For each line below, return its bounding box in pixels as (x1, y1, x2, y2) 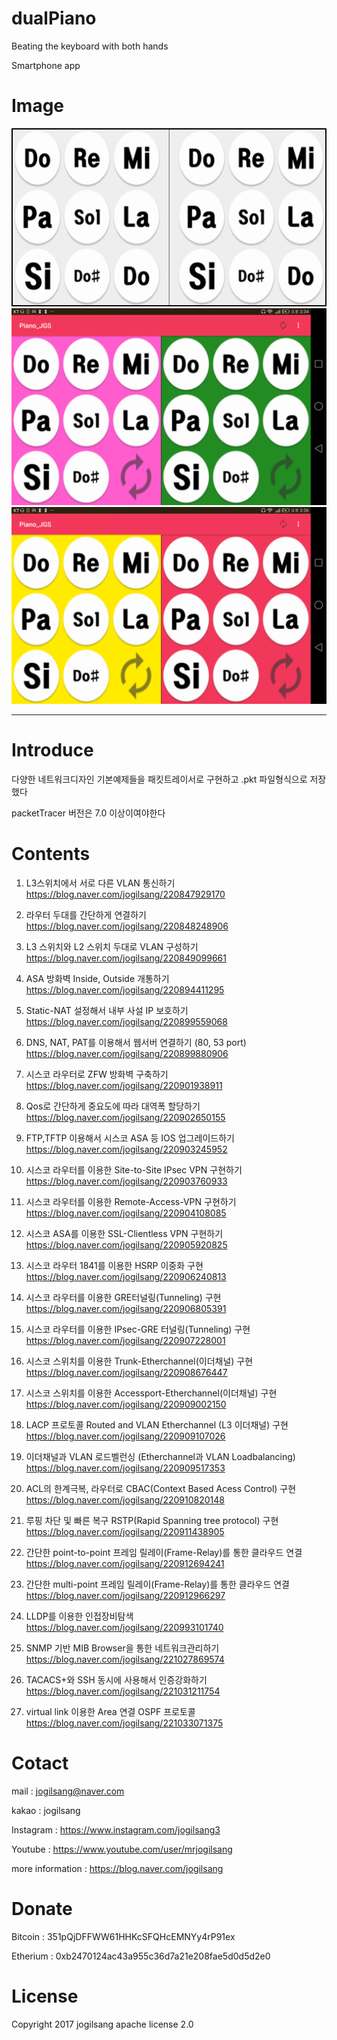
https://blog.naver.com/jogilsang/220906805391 (25, 1302, 227, 1314)
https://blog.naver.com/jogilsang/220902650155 (25, 1111, 226, 1123)
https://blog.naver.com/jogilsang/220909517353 (25, 1462, 226, 1474)
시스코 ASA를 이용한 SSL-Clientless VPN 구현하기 (25, 1227, 224, 1239)
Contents (11, 843, 91, 866)
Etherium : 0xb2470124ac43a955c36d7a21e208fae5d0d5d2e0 (11, 1950, 271, 1962)
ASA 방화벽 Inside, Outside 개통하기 (25, 972, 170, 984)
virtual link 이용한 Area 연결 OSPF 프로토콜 (25, 1705, 196, 1717)
